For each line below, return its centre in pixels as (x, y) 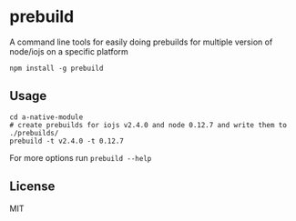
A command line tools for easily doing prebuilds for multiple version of (141, 42)
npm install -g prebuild (56, 68)
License (32, 187)
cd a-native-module (46, 117)
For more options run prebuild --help (81, 157)
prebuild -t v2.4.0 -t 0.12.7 (67, 141)
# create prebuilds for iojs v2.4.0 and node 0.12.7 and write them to (148, 125)
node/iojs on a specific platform (69, 51)
